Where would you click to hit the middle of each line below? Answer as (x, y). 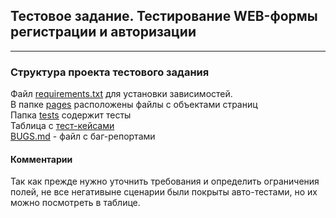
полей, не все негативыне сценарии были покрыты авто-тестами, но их (164, 192)
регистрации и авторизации (103, 32)
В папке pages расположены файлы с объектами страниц (134, 105)
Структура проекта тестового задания (110, 72)
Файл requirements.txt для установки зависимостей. (121, 94)
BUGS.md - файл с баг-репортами (83, 136)
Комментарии (41, 159)
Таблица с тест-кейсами (62, 126)
